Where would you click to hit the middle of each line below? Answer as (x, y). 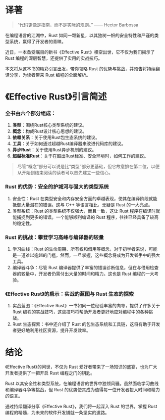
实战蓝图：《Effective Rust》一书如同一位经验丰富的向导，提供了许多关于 (86, 306)
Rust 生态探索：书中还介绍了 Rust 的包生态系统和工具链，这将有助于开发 (86, 324)
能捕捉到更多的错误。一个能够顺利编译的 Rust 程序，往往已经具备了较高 (85, 217)
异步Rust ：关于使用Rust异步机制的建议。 (54, 150)
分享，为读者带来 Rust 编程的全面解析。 (50, 75)
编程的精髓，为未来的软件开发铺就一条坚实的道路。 (57, 413)
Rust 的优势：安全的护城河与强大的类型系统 (57, 187)
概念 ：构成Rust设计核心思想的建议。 (50, 131)
